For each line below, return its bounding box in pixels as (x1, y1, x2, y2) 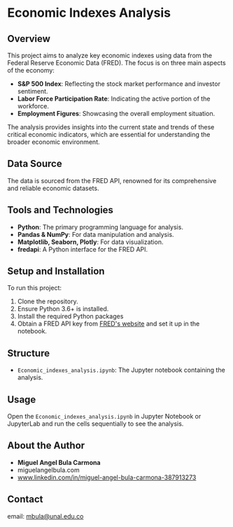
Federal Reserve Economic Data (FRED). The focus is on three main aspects (7, 59, 226, 67)
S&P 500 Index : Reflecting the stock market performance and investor (17, 80, 220, 88)
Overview (7, 33, 51, 45)
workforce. (17, 102, 49, 110)
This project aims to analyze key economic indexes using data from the (7, 51, 213, 59)
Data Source (7, 158, 62, 170)
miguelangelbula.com (17, 465, 80, 474)
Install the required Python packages (17, 312, 124, 321)
